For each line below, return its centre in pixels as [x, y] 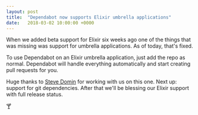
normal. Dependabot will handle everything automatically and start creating [98, 64]
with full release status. [35, 94]
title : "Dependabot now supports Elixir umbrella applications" [89, 17]
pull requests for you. [32, 70]
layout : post [22, 12]
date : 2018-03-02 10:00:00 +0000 [50, 23]
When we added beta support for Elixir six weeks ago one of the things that [99, 40]
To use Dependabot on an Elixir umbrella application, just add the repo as [96, 58]
